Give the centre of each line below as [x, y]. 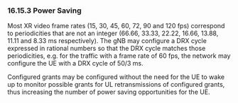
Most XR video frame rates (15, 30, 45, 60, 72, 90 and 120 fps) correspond [116, 26]
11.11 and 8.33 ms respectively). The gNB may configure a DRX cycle [107, 41]
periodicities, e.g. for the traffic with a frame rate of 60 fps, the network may [119, 56]
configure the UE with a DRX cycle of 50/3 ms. [75, 63]
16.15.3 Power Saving [44, 11]
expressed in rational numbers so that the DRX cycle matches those [107, 49]
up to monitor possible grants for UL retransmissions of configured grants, [116, 85]
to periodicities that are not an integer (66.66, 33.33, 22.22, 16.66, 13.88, [113, 33]
